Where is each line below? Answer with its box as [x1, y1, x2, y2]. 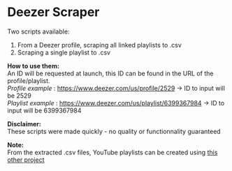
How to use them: [7, 61, 59, 70]
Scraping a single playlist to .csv [17, 48, 110, 57]
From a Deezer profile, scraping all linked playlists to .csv [17, 40, 182, 49]
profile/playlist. [7, 76, 50, 84]
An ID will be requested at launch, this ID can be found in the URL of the [7, 69, 214, 77]
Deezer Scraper [7, 4, 100, 20]
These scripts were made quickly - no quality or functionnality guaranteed [7, 127, 222, 135]
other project [7, 155, 45, 164]
